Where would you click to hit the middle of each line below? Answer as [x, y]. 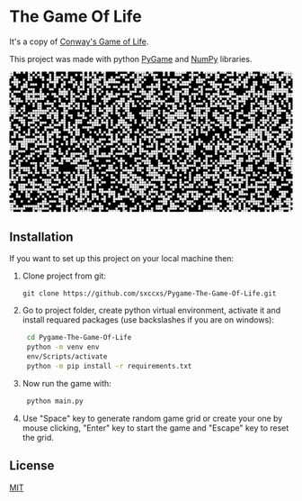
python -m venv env [63, 347]
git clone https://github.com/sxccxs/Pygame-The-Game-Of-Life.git [149, 294]
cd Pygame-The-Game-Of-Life [79, 338]
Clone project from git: [64, 276]
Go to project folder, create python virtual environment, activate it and [151, 310]
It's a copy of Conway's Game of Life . [79, 41]
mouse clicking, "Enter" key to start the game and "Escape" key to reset [155, 428]
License [32, 466]
